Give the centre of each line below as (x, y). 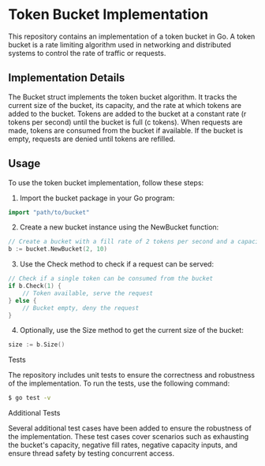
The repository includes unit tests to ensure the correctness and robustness (132, 375)
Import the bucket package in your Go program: (97, 198)
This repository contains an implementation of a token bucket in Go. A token (132, 36)
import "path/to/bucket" (49, 212)
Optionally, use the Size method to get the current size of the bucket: (132, 330)
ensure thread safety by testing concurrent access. (91, 453)
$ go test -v (30, 398)
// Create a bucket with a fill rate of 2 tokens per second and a (121, 242)
